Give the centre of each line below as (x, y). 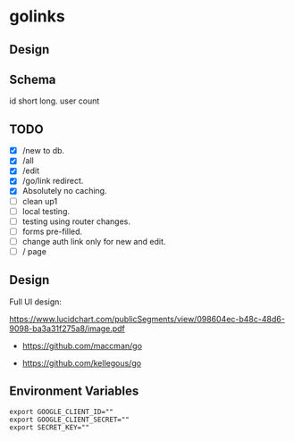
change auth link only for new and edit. (94, 241)
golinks (37, 17)
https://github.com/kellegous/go (81, 362)
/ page (34, 251)
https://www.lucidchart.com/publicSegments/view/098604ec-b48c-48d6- (147, 319)
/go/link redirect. (53, 181)
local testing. (46, 211)
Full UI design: (36, 302)
